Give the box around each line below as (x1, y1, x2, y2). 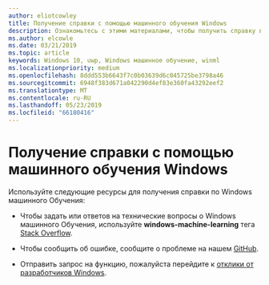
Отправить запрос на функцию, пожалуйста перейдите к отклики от (19, 259, 254, 269)
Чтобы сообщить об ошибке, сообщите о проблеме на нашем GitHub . (19, 243, 259, 253)
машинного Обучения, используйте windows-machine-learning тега (19, 219, 255, 229)
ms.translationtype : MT (8, 86, 88, 95)
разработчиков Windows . (19, 267, 107, 277)
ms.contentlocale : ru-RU (8, 94, 91, 102)
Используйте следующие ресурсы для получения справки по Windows (8, 186, 252, 197)
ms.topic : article (8, 49, 70, 57)
